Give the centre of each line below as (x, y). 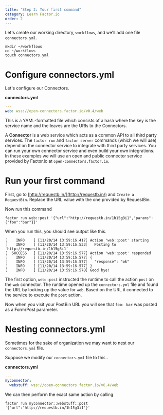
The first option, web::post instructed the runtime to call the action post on (80, 279)
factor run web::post (27, 218)
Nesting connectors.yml (55, 329)
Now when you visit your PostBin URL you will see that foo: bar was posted (81, 304)
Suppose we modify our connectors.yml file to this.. (56, 357)
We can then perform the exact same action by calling (59, 394)
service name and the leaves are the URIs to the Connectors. (66, 126)
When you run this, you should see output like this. (56, 231)
